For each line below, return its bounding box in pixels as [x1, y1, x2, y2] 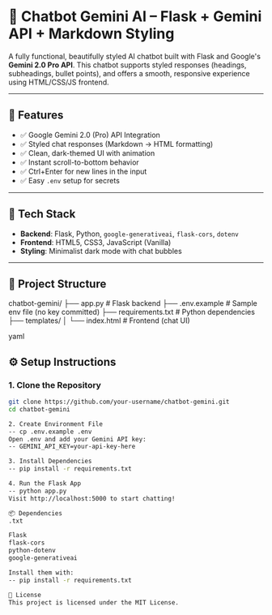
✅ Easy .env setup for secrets [19, 175, 120, 185]
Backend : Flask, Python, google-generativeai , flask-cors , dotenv [19, 229, 239, 239]
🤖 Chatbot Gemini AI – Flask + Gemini [8, 7, 262, 26]
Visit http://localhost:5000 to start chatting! [8, 494, 176, 502]
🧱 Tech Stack [8, 207, 76, 221]
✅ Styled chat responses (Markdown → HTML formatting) [19, 139, 214, 148]
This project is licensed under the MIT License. [8, 598, 180, 607]
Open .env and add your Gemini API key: [8, 435, 147, 443]
